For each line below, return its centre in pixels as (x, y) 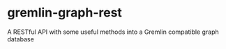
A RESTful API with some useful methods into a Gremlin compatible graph (113, 32)
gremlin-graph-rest (65, 13)
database (21, 39)
